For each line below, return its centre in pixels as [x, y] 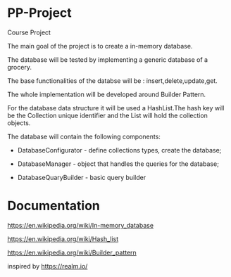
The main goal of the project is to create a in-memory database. [100, 46]
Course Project [29, 32]
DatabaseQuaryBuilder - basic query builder [82, 177]
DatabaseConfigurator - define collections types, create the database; [119, 150]
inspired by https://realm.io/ [48, 266]
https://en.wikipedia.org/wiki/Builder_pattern [72, 252]
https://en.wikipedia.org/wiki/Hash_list [63, 239]
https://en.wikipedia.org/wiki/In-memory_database [80, 225]
